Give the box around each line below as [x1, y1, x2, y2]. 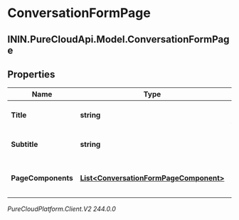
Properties [7, 68, 55, 80]
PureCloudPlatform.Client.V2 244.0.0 [7, 204, 116, 214]
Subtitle [11, 140, 38, 150]
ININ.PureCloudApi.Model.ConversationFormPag [7, 33, 230, 45]
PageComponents [11, 173, 73, 183]
